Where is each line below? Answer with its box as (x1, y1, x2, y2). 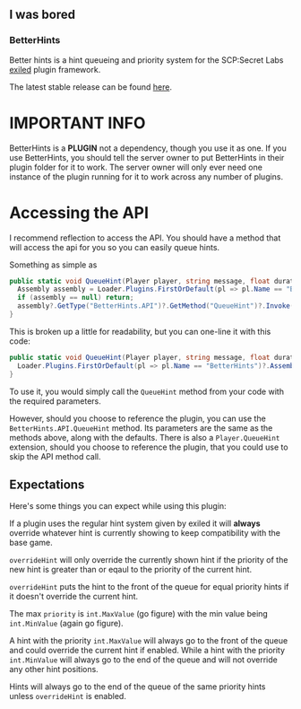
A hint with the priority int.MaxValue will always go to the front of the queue (9, 635, 288, 646)
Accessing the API (9, 202, 150, 223)
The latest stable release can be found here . (9, 81, 173, 92)
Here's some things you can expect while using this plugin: (9, 501, 227, 512)
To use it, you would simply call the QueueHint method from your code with (9, 386, 285, 397)
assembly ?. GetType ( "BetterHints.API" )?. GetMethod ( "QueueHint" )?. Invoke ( (17, 302, 295, 311)
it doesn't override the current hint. (9, 591, 139, 602)
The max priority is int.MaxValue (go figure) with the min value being (9, 608, 269, 619)
